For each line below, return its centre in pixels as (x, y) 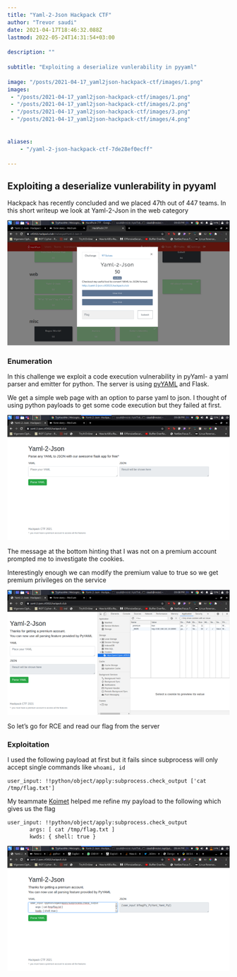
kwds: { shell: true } (63, 837)
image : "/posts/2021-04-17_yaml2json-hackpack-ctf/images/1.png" (105, 82)
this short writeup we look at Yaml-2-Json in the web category (98, 211)
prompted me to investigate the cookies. (66, 559)
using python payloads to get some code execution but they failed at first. (115, 405)
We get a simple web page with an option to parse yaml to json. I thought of (117, 398)
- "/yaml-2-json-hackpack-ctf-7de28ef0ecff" (86, 149)
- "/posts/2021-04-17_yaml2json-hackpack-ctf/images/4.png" (101, 119)
